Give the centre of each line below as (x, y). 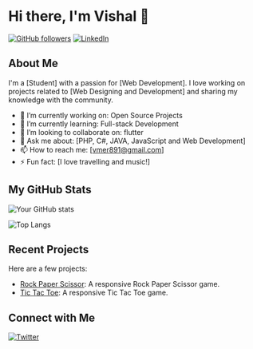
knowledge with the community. (61, 100)
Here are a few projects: (48, 269)
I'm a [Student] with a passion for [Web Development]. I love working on (127, 82)
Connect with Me (52, 317)
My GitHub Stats (50, 190)
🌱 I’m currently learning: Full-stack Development (99, 124)
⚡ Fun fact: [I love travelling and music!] (85, 161)
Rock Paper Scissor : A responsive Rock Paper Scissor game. (120, 284)
